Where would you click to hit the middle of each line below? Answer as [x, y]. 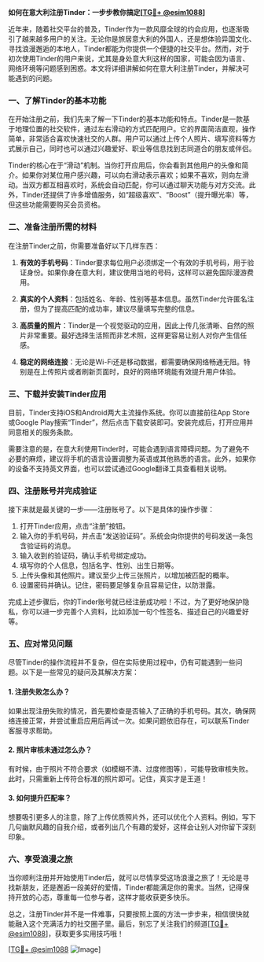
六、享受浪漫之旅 [40, 859]
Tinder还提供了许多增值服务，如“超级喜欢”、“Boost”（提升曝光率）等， [137, 195]
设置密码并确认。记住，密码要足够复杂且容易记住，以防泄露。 [119, 585]
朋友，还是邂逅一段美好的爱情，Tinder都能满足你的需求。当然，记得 [132, 887]
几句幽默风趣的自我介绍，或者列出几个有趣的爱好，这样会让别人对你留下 [125, 827]
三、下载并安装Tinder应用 [57, 394]
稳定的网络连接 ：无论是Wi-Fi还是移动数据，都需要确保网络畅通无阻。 [132, 362]
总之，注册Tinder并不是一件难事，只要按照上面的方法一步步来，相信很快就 [129, 914]
